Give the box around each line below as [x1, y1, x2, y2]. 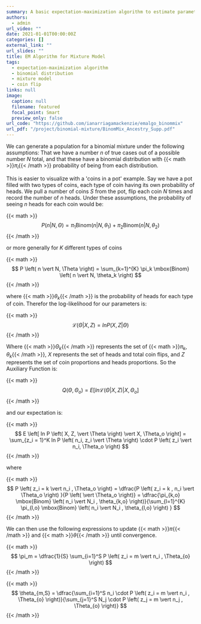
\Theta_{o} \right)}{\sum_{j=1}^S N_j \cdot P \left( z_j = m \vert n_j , [17, 596, 184, 603]
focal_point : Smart [11, 109, 60, 115]
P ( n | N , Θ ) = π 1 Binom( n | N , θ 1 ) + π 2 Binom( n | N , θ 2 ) [41, 221, 160, 230]
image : [6, 93, 23, 99]
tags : [6, 59, 20, 65]
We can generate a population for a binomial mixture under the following [6, 142, 185, 150]
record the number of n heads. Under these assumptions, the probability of [6, 194, 191, 201]
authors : [6, 14, 28, 20]
